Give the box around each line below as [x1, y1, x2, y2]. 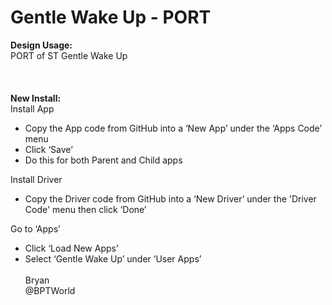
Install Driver [10, 173, 63, 185]
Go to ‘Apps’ [10, 222, 61, 235]
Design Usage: [10, 39, 73, 51]
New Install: [10, 92, 62, 104]
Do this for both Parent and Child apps [24, 154, 183, 166]
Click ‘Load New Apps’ [24, 242, 119, 254]
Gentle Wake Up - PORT [10, 6, 212, 29]
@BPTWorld [24, 284, 76, 296]
